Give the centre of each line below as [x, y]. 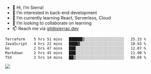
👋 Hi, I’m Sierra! [28, 8]
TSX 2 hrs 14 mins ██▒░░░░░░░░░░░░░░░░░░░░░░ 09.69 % [76, 57]
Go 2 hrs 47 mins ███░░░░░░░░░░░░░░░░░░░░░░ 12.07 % [76, 48]
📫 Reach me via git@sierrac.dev [45, 28]
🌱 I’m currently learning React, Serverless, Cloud [61, 18]
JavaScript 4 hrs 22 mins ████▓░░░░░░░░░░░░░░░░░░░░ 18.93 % [76, 44]
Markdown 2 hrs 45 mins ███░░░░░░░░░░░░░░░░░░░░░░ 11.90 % [76, 53]
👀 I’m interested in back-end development [55, 13]
